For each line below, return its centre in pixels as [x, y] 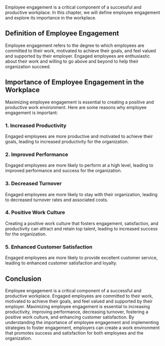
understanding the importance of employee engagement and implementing [82, 322]
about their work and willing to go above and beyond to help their [72, 61]
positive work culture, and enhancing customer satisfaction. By [70, 317]
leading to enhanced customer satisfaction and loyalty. [61, 263]
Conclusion [23, 279]
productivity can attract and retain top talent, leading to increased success [82, 229]
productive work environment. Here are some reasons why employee [76, 107]
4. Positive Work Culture [35, 213]
